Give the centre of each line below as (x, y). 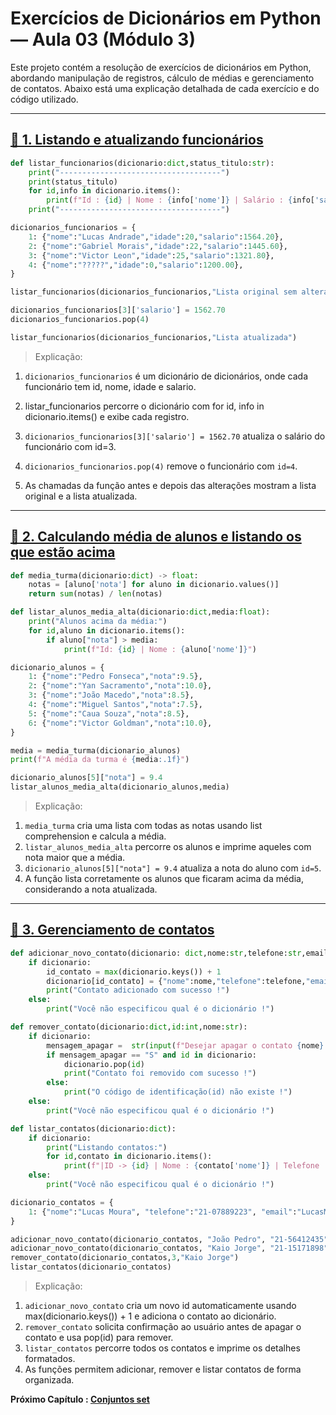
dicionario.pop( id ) (104, 1064)
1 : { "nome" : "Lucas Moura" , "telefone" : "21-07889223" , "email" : (163, 1212)
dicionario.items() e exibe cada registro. (107, 416)
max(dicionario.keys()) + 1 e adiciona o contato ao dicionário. (150, 1316)
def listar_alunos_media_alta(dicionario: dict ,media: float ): (140, 612)
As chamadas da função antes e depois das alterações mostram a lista (170, 485)
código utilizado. (44, 99)
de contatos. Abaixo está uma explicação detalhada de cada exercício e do (165, 88)
